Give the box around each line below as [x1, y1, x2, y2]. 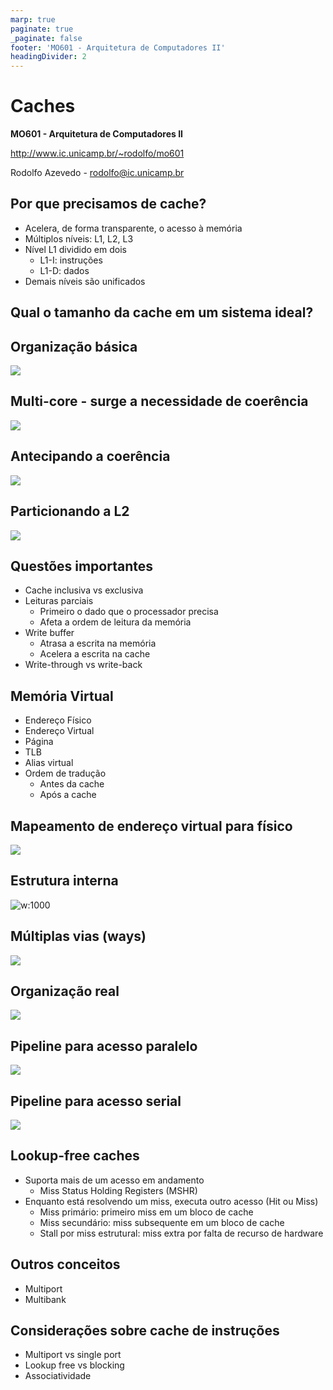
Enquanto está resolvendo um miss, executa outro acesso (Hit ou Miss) [24, 1195, 319, 1207]
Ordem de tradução [24, 767, 107, 780]
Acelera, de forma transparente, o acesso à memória [24, 222, 243, 234]
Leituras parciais [24, 595, 94, 607]
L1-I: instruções [39, 254, 103, 266]
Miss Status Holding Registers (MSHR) [39, 1184, 198, 1196]
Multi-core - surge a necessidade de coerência [10, 393, 309, 410]
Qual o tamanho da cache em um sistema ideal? [10, 304, 314, 321]
